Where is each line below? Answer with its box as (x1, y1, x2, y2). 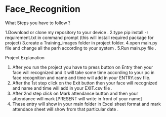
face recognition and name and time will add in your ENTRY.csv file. (12, 75, 151, 80)
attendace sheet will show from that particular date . (12, 106, 119, 112)
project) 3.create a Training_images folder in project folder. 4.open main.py (5, 39, 158, 45)
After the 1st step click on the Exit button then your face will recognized (12, 80, 158, 86)
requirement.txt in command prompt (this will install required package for (5, 35, 154, 40)
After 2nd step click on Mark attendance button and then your (12, 90, 138, 96)
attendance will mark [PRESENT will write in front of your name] (12, 95, 142, 102)
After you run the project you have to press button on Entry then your (12, 64, 153, 70)
